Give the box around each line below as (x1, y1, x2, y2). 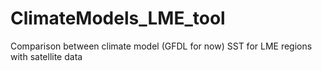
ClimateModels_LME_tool (10, 7, 226, 30)
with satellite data (10, 50, 83, 62)
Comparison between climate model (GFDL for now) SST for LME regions (10, 40, 313, 52)
